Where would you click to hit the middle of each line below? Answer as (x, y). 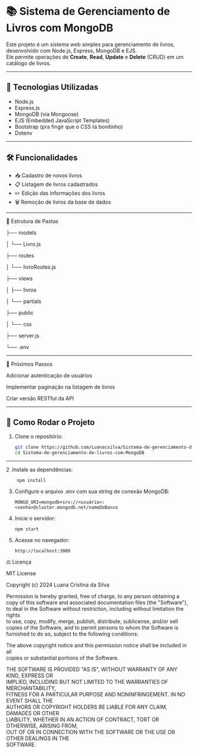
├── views (19, 278)
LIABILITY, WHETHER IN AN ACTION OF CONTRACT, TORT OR (82, 720)
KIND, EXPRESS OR (30, 676)
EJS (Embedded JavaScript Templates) (62, 120)
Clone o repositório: (39, 436)
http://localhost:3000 (42, 551)
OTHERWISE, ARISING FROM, (42, 726)
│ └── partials (24, 301)
